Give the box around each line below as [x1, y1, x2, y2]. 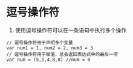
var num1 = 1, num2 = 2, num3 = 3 [6, 45, 94, 51]
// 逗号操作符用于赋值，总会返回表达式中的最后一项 [6, 51, 118, 57]
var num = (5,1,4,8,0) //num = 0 [6, 57, 91, 63]
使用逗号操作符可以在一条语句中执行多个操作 [15, 26, 127, 34]
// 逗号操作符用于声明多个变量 [6, 40, 74, 46]
